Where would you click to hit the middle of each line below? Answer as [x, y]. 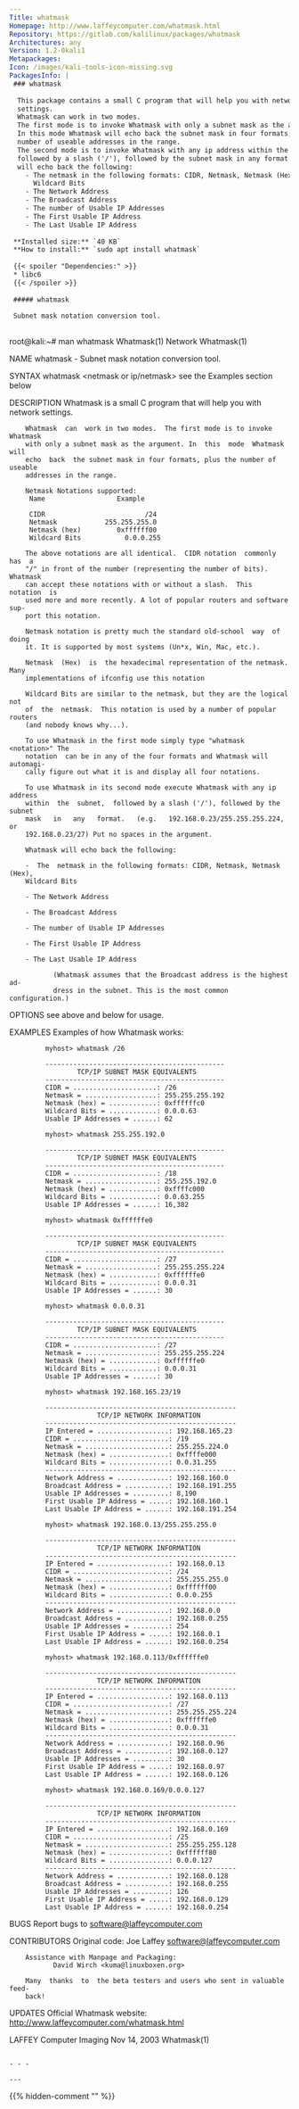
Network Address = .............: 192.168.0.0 [133, 1611]
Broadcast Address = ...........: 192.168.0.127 [137, 1751]
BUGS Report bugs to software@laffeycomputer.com [106, 1924]
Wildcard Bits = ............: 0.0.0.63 [121, 1112]
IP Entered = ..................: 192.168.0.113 [137, 1697]
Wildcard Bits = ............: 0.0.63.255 [125, 1197]
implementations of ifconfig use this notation [115, 679]
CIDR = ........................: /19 [117, 1439]
